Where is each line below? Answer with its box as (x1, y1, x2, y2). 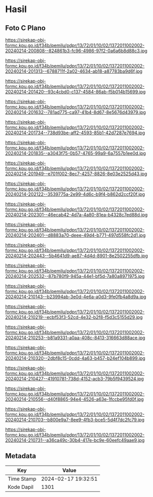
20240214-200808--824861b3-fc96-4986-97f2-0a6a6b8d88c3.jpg (5, 48, 147, 53)
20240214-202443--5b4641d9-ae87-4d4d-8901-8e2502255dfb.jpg (5, 253, 148, 258)
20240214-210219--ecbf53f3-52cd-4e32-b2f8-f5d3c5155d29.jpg (5, 314, 143, 320)
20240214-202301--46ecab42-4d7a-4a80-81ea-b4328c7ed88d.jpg (5, 212, 148, 217)
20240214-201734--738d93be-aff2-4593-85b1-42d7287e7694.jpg (5, 130, 145, 136)
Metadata (5, 452, 36, 460)
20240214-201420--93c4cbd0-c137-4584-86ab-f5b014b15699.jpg (5, 89, 146, 94)
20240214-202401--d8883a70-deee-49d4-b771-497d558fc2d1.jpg (5, 232, 146, 238)
